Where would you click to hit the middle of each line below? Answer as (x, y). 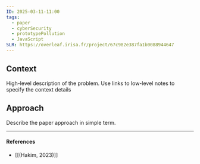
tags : (13, 17)
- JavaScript (28, 39)
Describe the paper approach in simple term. (61, 122)
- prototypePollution (38, 34)
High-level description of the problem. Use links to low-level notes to (90, 83)
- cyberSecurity (32, 28)
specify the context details (39, 89)
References (21, 142)
